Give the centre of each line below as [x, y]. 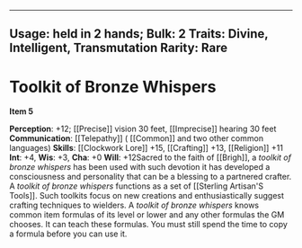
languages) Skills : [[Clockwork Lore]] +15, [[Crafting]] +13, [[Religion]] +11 [146, 148]
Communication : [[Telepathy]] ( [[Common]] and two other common [136, 138]
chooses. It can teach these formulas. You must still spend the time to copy [148, 225]
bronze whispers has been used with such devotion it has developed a [140, 167]
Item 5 [22, 111]
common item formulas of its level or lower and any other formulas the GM [147, 215]
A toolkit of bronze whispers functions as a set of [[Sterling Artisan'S [136, 186]
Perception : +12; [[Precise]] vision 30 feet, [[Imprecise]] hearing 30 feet [143, 129]
